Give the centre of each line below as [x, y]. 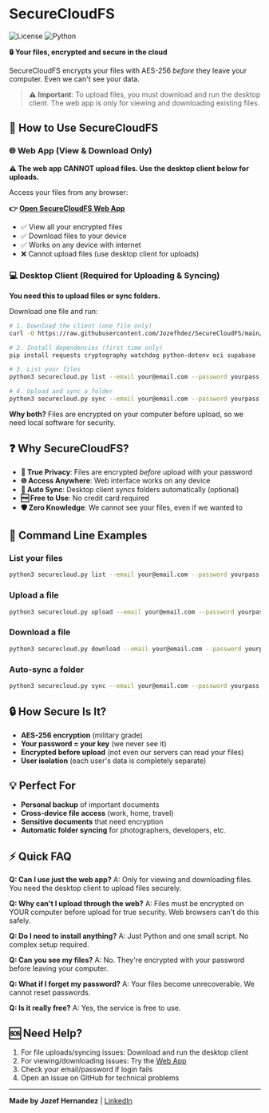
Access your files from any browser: [69, 192]
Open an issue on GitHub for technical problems [100, 1078]
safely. [20, 920]
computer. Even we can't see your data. [75, 79]
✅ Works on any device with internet [81, 244]
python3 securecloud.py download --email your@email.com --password [125, 649]
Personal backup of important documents [90, 805]
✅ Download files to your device [73, 236]
